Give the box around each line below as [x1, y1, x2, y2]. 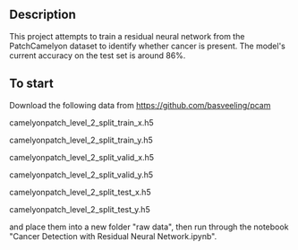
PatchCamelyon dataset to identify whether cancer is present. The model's [9, 40, 286, 51]
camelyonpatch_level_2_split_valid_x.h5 [9, 151, 155, 162]
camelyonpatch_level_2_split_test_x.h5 [9, 186, 151, 197]
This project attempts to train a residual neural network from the [9, 30, 245, 41]
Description [9, 7, 76, 22]
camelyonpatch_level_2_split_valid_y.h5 [9, 169, 154, 180]
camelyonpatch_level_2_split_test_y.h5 [9, 203, 150, 214]
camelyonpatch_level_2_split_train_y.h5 [9, 134, 154, 145]
